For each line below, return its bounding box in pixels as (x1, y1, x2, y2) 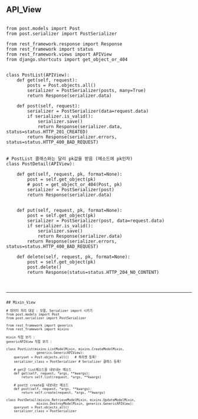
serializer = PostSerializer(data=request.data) (27, 108, 149, 114)
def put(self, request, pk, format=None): (16, 207, 123, 213)
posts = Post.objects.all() (27, 82, 96, 88)
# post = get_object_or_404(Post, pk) (27, 181, 123, 188)
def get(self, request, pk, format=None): (16, 171, 123, 177)
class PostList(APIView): (6, 72, 70, 78)
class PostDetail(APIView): (6, 161, 75, 167)
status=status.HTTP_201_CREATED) (6, 129, 88, 135)
